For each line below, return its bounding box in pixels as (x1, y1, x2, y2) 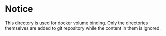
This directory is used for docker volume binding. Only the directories (5, 20, 148, 26)
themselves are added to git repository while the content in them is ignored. (5, 25, 161, 31)
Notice (5, 3, 33, 15)
